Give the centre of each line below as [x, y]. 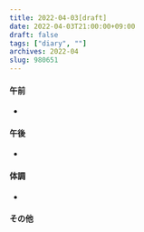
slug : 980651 [34, 60]
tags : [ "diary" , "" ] [48, 43]
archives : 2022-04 [44, 52]
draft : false [34, 35]
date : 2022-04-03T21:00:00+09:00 [72, 26]
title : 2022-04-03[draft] [58, 18]
